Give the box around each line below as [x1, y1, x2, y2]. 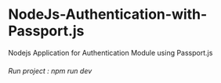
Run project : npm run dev [8, 66, 92, 75]
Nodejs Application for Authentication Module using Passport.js [8, 48, 213, 57]
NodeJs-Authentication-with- [8, 5, 208, 23]
